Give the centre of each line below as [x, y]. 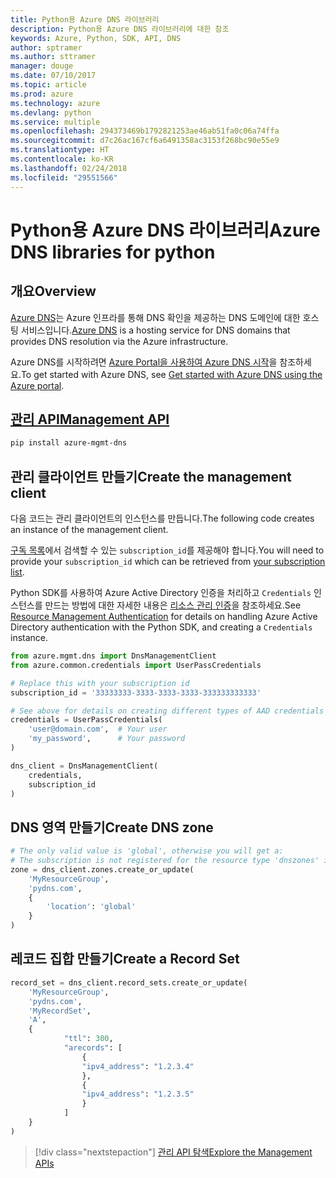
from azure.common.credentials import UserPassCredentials [136, 665]
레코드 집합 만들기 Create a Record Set [125, 959]
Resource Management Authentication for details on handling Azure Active [164, 616]
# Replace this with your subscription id [100, 683]
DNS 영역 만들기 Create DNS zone [112, 827]
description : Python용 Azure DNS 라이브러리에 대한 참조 [120, 29]
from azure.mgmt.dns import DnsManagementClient [113, 656]
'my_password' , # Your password [107, 739]
